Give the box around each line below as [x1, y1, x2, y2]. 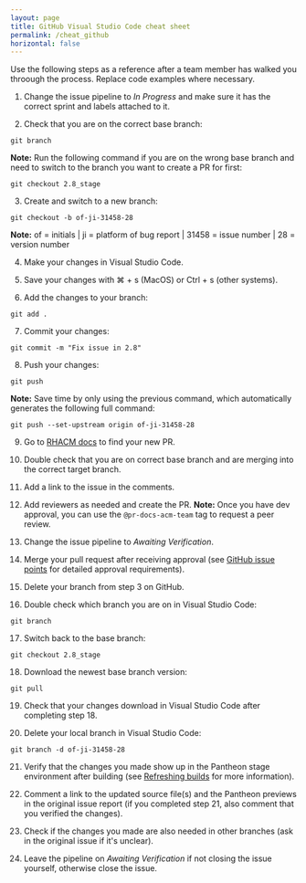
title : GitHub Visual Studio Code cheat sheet [10, 22, 191, 31]
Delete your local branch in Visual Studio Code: [23, 728, 202, 739]
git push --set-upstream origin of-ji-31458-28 [10, 421, 195, 430]
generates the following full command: [10, 403, 155, 414]
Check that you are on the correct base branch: [23, 119, 204, 130]
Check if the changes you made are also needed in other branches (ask [23, 825, 293, 836]
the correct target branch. [23, 464, 121, 475]
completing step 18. [23, 710, 98, 721]
